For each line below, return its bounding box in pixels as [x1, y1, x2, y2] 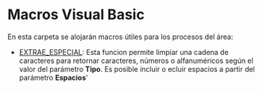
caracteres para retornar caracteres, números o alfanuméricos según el [18, 56, 253, 65]
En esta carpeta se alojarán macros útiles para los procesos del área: [7, 32, 234, 41]
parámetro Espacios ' [18, 72, 88, 82]
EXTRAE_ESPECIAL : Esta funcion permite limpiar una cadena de [18, 47, 229, 57]
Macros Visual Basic [7, 6, 145, 24]
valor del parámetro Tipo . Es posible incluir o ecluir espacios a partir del [18, 64, 255, 73]
